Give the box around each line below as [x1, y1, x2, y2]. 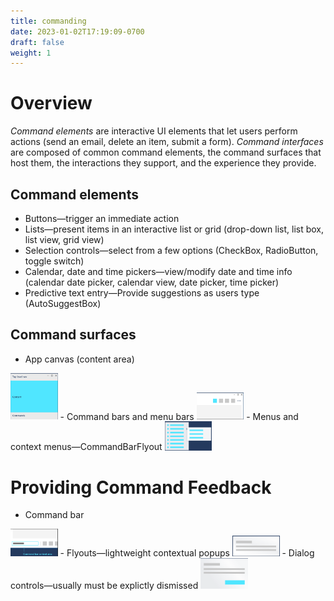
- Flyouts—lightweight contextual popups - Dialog [59, 547, 315, 559]
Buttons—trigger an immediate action [24, 213, 180, 224]
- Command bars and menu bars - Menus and [59, 410, 299, 422]
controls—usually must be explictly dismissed [10, 580, 199, 592]
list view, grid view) [24, 234, 105, 245]
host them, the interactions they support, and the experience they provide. [10, 157, 317, 169]
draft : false [10, 37, 65, 47]
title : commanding [10, 16, 87, 26]
